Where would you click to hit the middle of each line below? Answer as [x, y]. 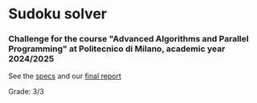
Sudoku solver [57, 14]
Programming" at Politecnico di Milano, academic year [117, 49]
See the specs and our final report [65, 76]
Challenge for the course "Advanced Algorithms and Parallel [128, 39]
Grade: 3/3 [26, 92]
